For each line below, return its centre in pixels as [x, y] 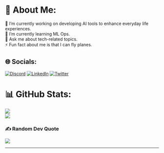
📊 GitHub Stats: [38, 94]
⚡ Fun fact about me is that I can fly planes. [49, 44]
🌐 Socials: [21, 62]
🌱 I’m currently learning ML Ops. [38, 34]
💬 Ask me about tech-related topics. [41, 39]
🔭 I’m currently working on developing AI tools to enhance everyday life [77, 23]
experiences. [18, 28]
